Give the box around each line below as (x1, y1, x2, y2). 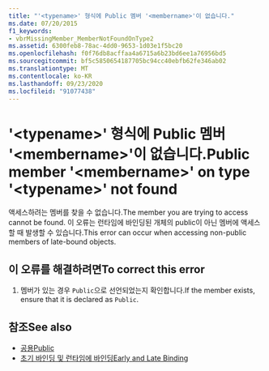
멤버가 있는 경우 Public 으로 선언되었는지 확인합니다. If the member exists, (19, 285, 255, 296)
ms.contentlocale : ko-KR (8, 72, 92, 80)
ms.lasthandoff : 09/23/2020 (8, 79, 104, 87)
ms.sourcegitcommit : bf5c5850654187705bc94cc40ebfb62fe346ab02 (8, 58, 227, 66)
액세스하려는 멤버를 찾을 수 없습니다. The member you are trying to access (8, 207, 249, 217)
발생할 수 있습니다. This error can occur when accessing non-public (25, 228, 247, 237)
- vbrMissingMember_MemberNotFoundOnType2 (8, 34, 154, 43)
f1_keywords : (8, 27, 53, 35)
